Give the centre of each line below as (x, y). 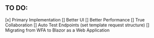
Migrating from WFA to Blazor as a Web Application (57, 30)
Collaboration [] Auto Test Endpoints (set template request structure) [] (77, 25)
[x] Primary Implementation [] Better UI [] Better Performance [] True (75, 19)
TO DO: (17, 8)
